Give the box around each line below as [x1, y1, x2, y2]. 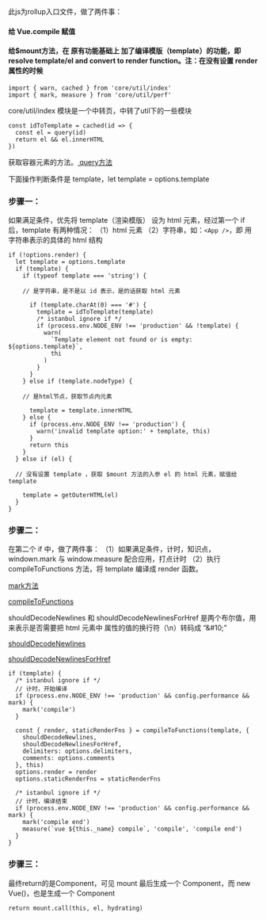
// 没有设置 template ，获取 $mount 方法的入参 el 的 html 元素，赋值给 [15, 471, 237, 479]
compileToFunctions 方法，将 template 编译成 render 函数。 [8, 564, 203, 574]
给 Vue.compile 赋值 [8, 26, 76, 36]
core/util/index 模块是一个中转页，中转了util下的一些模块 [8, 105, 192, 115]
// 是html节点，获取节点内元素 [22, 393, 112, 401]
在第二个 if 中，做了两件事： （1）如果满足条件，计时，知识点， [8, 544, 216, 554]
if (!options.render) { [8, 251, 87, 259]
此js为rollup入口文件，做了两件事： [8, 7, 123, 16]
